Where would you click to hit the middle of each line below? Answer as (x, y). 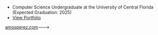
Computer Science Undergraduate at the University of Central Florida (83, 7)
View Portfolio (26, 17)
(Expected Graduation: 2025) (42, 12)
